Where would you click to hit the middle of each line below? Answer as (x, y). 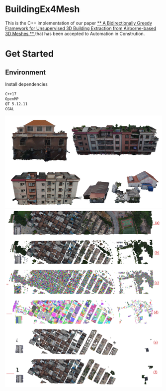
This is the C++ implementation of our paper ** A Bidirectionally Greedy (79, 23)
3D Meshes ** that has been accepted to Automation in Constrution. (75, 33)
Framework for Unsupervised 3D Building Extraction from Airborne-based (81, 28)
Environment (26, 72)
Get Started (29, 54)
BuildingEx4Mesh (42, 9)
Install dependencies (27, 84)
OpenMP (12, 99)
